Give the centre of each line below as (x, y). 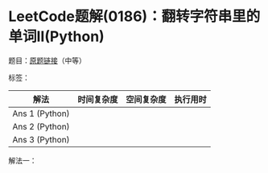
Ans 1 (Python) (41, 113)
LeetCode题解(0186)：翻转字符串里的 (134, 16)
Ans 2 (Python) (41, 126)
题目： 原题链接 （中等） (47, 60)
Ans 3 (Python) (41, 139)
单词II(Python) (56, 37)
